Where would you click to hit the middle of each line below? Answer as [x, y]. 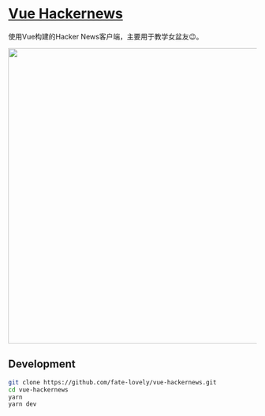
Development [42, 364]
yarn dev [22, 404]
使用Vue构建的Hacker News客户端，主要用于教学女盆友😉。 [106, 36]
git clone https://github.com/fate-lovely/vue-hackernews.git [112, 382]
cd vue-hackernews [38, 390]
